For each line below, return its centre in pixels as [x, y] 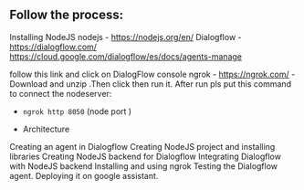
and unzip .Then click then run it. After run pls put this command [171, 84]
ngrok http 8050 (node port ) [77, 111]
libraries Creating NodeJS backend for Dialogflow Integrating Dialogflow [145, 156]
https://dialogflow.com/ [53, 47]
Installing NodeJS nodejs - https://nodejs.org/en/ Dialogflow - [126, 37]
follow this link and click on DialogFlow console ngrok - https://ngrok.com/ [149, 74]
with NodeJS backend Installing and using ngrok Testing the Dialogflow [144, 166]
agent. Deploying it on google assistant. [84, 175]
